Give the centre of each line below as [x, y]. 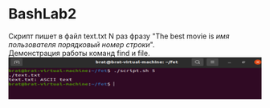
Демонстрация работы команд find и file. [79, 53]
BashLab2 [43, 14]
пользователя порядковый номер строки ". [82, 44]
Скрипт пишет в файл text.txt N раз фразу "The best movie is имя [119, 36]
